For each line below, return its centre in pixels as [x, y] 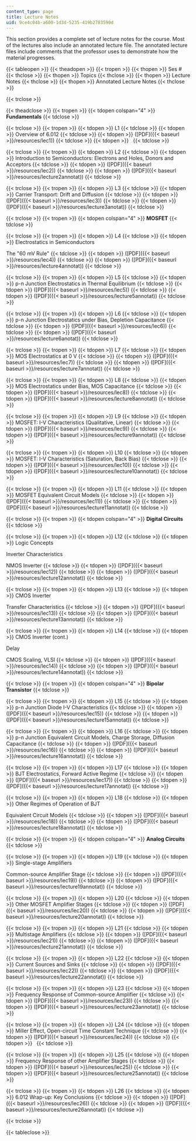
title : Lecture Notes [32, 17]
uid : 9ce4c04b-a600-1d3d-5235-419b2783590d [60, 22]
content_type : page [30, 11]
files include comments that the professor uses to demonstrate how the [92, 52]
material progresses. [31, 58]
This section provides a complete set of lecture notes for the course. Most [95, 39]
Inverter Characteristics [35, 554]
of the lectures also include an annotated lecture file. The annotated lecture [97, 45]
